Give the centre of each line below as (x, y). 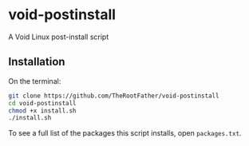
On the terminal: (35, 81)
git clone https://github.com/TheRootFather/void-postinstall (114, 96)
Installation (37, 62)
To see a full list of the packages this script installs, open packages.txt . (125, 133)
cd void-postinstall (43, 103)
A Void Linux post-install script (59, 37)
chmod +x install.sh (43, 110)
